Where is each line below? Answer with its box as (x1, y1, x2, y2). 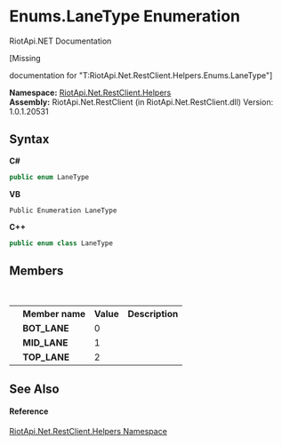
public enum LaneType (9, 172, 90, 181)
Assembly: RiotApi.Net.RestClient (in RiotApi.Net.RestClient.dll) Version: (9, 96, 274, 107)
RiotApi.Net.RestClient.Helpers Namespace (9, 425, 167, 436)
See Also (9, 381, 60, 396)
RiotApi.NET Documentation (9, 36, 112, 46)
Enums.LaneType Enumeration (9, 6, 241, 27)
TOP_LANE (22, 351, 69, 363)
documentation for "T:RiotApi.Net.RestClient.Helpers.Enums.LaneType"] (9, 69, 273, 81)
